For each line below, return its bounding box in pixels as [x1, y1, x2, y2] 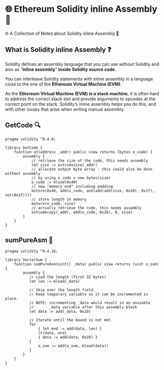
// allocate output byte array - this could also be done [31, 167, 153, 171]
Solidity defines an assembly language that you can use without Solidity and [5, 61, 160, 67]
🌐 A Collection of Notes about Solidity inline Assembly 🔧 [5, 30, 119, 36]
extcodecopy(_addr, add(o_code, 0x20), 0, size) [31, 210, 133, 215]
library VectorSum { [5, 257, 48, 262]
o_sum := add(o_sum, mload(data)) [38, 343, 109, 348]
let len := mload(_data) [29, 279, 80, 284]
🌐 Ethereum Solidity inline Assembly [5, 3, 158, 15]
